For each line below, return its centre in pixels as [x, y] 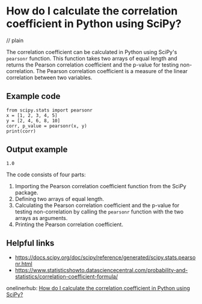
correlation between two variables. [49, 77]
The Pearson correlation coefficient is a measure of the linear [112, 71]
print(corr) [21, 131]
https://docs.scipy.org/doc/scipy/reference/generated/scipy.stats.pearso [105, 258]
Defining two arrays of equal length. [59, 198]
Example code [33, 96]
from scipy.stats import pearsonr [50, 110]
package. [26, 192]
